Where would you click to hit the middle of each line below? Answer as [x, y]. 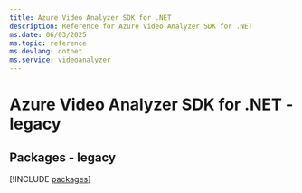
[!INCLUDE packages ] [50, 179]
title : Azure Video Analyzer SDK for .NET [90, 18]
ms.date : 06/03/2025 [48, 34]
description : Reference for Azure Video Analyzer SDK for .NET [131, 26]
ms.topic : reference [48, 43]
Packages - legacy [62, 157]
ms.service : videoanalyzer [60, 60]
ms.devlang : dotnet [46, 52]
